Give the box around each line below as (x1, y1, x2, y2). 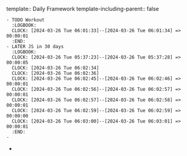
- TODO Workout (6, 17, 45, 23)
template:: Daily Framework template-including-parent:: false (6, 5, 160, 12)
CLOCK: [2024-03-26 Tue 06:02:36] (12, 70, 99, 76)
